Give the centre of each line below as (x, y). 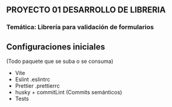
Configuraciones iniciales (56, 47)
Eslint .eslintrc (32, 79)
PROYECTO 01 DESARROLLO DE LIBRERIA (86, 10)
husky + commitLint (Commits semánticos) (68, 92)
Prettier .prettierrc (37, 86)
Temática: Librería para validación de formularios (80, 27)
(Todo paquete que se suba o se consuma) (60, 61)
